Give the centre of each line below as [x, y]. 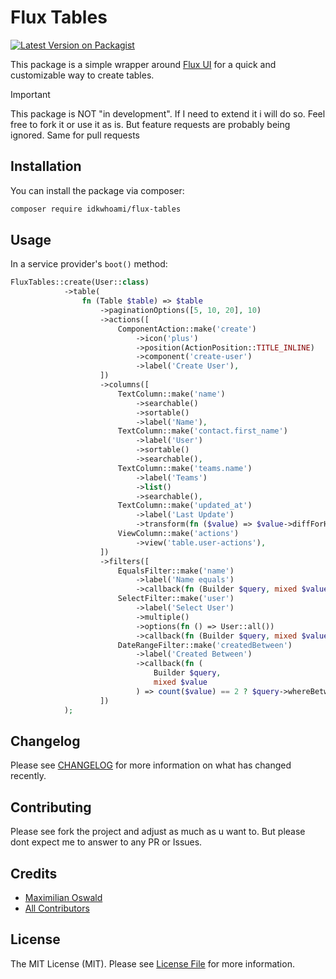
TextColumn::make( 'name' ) [171, 394]
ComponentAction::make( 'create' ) [187, 329]
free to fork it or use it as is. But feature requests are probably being [150, 124]
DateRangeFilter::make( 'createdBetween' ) [205, 645]
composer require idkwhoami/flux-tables [96, 209]
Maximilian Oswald [63, 897]
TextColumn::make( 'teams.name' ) [185, 468]
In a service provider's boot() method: [89, 264]
